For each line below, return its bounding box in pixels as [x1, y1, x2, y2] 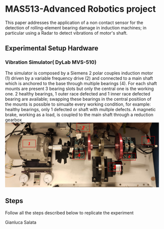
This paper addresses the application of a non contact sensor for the [5, 20, 143, 25]
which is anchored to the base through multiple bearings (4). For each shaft [5, 80, 157, 86]
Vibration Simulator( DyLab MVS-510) [5, 59, 97, 66]
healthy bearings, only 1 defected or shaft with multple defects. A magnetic [5, 106, 156, 112]
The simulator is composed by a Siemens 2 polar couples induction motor [5, 70, 153, 76]
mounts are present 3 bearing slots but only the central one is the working [5, 86, 154, 92]
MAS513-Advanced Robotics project [5, 3, 156, 15]
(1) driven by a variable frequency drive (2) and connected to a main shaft [5, 75, 153, 81]
